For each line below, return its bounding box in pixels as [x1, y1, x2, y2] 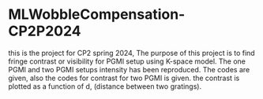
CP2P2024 [8, 22, 81, 40]
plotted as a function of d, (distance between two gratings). [8, 81, 202, 91]
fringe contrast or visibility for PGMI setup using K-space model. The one [8, 57, 246, 66]
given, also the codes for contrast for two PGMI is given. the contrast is [8, 73, 240, 82]
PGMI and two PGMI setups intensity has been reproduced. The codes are [8, 64, 250, 74]
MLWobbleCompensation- [8, 5, 186, 24]
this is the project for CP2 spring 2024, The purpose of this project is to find [8, 48, 255, 57]
